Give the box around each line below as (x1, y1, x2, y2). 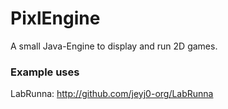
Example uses (10, 65, 80, 79)
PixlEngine (10, 7, 101, 30)
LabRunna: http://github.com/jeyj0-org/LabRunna (10, 88, 214, 100)
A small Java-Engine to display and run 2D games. (10, 40, 218, 52)
